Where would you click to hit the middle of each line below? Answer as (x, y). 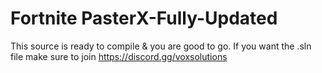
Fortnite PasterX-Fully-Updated (144, 18)
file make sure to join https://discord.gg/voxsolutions (119, 56)
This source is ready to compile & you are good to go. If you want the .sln (161, 46)
